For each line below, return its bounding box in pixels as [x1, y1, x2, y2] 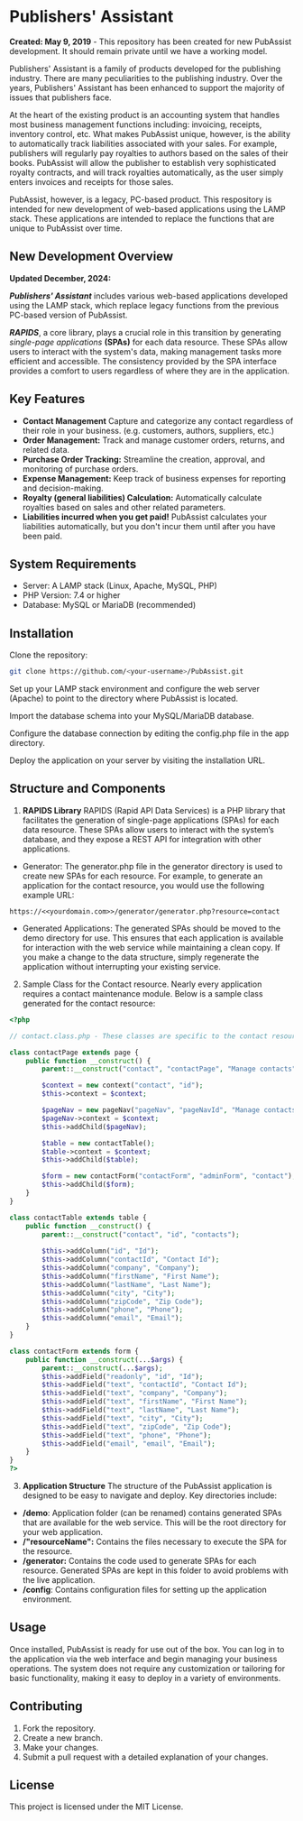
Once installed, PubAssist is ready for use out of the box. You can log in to [9, 1643, 285, 1654]
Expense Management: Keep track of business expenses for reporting [22, 473, 287, 483]
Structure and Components [9, 781, 166, 796]
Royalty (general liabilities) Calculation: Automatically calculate [22, 492, 262, 502]
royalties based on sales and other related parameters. [22, 501, 226, 512]
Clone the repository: [9, 649, 88, 660]
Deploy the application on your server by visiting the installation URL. [9, 755, 266, 766]
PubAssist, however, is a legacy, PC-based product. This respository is [9, 194, 272, 205]
